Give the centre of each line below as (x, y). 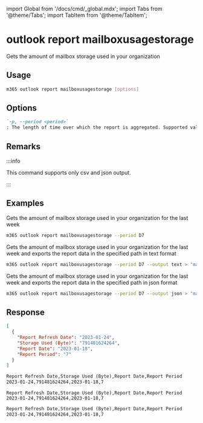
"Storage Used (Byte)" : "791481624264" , (69, 343)
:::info (13, 161)
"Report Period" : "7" (44, 354)
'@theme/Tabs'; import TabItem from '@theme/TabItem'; (77, 15)
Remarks (24, 147)
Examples (25, 203)
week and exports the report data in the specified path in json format (92, 282)
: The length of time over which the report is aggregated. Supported (97, 128)
